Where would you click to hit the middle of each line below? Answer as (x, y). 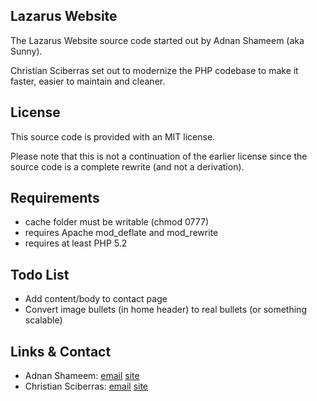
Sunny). (26, 51)
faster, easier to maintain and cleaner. (88, 81)
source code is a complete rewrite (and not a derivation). (127, 166)
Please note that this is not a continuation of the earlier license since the (159, 156)
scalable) (43, 320)
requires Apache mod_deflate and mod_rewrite (121, 233)
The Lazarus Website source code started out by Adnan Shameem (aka (157, 40)
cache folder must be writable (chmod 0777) (116, 222)
